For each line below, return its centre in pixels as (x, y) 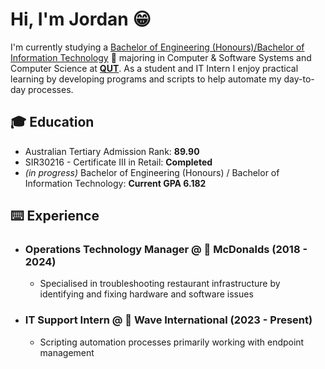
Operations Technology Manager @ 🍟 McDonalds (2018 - (166, 250)
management (67, 352)
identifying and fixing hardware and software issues (146, 294)
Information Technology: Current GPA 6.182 (115, 183)
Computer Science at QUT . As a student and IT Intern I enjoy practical (154, 68)
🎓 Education (52, 122)
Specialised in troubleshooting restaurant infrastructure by (160, 284)
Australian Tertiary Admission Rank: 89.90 (112, 151)
